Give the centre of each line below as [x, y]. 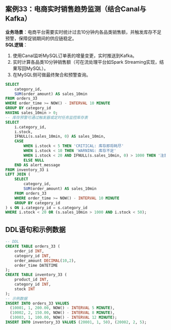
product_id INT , [32, 280]
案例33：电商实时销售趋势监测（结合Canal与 [76, 9]
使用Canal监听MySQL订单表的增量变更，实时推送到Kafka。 [75, 56]
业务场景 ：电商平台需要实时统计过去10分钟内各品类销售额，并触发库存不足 [83, 32]
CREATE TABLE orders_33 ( [33, 246]
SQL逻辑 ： [17, 44]
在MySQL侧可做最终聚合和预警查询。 [51, 74]
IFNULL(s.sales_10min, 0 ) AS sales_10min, [60, 137]
